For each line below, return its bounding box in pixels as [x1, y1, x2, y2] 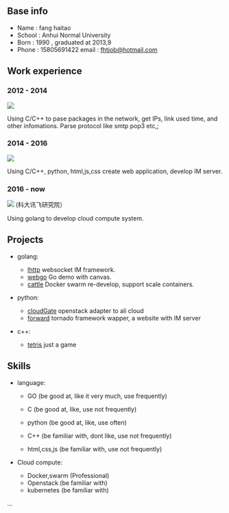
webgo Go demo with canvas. [27, 273, 112, 281]
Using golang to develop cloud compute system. [7, 214, 144, 223]
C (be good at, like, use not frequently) [27, 405, 137, 413]
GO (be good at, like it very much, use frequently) [27, 392, 168, 400]
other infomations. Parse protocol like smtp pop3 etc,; [7, 121, 159, 129]
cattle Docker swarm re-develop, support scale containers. [27, 280, 194, 288]
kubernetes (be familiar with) [27, 486, 110, 494]
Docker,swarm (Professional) [27, 471, 110, 479]
